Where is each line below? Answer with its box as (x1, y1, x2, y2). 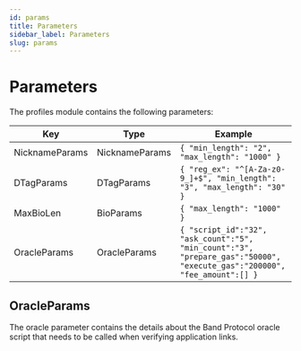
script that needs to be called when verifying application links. (9, 331, 239, 342)
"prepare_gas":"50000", (179, 252, 281, 262)
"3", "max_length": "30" (179, 182, 286, 193)
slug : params (9, 38, 58, 48)
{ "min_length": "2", (179, 143, 272, 154)
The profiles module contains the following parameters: (9, 107, 214, 118)
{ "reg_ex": (179, 164, 231, 175)
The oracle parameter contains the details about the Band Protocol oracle (9, 322, 280, 332)
